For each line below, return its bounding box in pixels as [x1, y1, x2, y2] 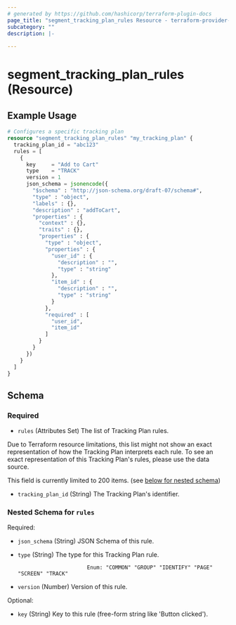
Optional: [7, 596, 34, 605]
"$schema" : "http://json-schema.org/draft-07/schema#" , [32, 187, 202, 194]
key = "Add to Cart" [25, 161, 99, 168]
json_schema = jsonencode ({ [25, 181, 109, 188]
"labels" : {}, [32, 200, 77, 207]
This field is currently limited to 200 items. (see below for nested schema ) [7, 476, 221, 485]
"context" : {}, [38, 219, 86, 227]
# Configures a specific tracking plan [7, 128, 124, 136]
